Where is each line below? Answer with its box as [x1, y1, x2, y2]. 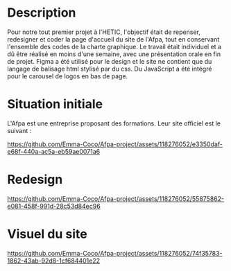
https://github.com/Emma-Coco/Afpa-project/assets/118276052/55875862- [7, 194, 224, 202]
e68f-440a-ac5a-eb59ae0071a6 [7, 147, 101, 155]
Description [7, 5, 76, 21]
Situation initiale [7, 96, 103, 112]
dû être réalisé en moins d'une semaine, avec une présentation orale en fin [7, 50, 221, 58]
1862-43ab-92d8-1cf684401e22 [7, 256, 101, 265]
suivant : [7, 126, 32, 134]
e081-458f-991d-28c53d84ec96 [7, 202, 101, 210]
